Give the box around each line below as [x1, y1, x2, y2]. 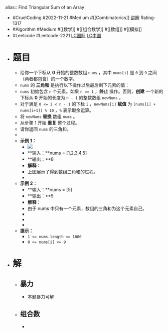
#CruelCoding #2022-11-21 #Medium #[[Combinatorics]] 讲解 [12, 15, 139, 21]
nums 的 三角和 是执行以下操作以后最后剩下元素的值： [20, 82, 130, 88]
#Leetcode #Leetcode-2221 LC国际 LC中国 [12, 33, 101, 38]
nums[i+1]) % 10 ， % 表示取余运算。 [20, 107, 94, 113]
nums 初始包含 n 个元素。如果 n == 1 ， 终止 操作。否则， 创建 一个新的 [20, 88, 163, 94]
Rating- [140, 15, 156, 21]
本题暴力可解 [27, 293, 54, 299]
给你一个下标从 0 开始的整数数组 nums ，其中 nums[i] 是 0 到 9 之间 [20, 69, 157, 75]
